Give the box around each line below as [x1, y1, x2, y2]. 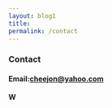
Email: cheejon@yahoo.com [8, 74, 104, 84]
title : [8, 19, 31, 28]
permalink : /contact [8, 27, 79, 35]
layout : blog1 [8, 11, 57, 20]
